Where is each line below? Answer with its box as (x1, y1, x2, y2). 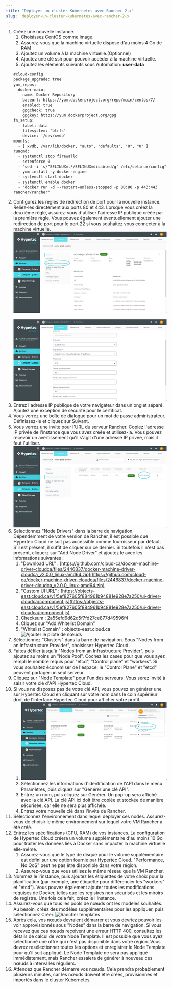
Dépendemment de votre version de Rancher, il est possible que (13, 533, 149, 539)
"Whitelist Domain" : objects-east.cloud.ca (20, 626, 111, 632)
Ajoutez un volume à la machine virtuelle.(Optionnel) (20, 50, 131, 56)
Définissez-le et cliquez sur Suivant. (13, 418, 89, 424)
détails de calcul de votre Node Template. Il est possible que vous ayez (13, 933, 163, 939)
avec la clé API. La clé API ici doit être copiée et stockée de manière (20, 797, 164, 803)
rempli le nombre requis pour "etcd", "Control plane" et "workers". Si (13, 659, 158, 665)
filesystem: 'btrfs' (22, 128, 66, 133)
